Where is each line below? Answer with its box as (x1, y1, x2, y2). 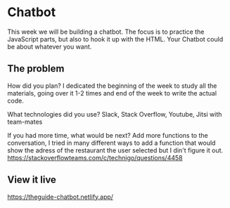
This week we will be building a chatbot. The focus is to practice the (7, 27, 205, 36)
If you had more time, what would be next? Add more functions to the (7, 131, 209, 139)
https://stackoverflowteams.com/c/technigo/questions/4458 (7, 153, 183, 162)
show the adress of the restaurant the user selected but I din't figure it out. (7, 145, 224, 155)
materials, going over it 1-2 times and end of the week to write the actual (7, 89, 217, 97)
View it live (7, 174, 56, 186)
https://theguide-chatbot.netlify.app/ (7, 193, 114, 201)
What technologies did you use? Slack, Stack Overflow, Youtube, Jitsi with (7, 110, 222, 118)
